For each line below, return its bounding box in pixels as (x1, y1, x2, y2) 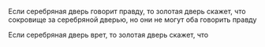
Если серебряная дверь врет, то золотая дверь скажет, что (8, 31, 209, 39)
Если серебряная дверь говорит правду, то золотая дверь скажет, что (8, 7, 246, 16)
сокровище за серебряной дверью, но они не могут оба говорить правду (8, 15, 257, 24)
